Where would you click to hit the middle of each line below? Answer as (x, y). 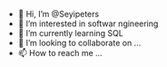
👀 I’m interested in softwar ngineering (88, 24)
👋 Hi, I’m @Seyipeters (59, 14)
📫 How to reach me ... (60, 53)
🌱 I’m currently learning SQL (71, 33)
